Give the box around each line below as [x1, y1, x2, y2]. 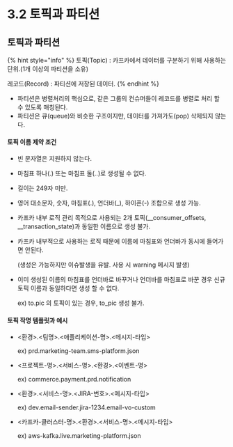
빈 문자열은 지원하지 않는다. [17, 155, 93, 163]
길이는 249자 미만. [17, 184, 68, 192]
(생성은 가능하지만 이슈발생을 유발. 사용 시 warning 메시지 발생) [17, 260, 190, 269]
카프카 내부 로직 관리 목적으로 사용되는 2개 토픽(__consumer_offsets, [17, 214, 207, 222]
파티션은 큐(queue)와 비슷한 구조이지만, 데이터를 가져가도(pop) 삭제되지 [17, 112, 214, 120]
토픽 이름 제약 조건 [7, 137, 57, 146]
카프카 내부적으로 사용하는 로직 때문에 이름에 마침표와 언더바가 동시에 [17, 237, 205, 246]
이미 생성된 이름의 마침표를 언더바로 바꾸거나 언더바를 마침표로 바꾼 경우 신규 [17, 276, 226, 284]
